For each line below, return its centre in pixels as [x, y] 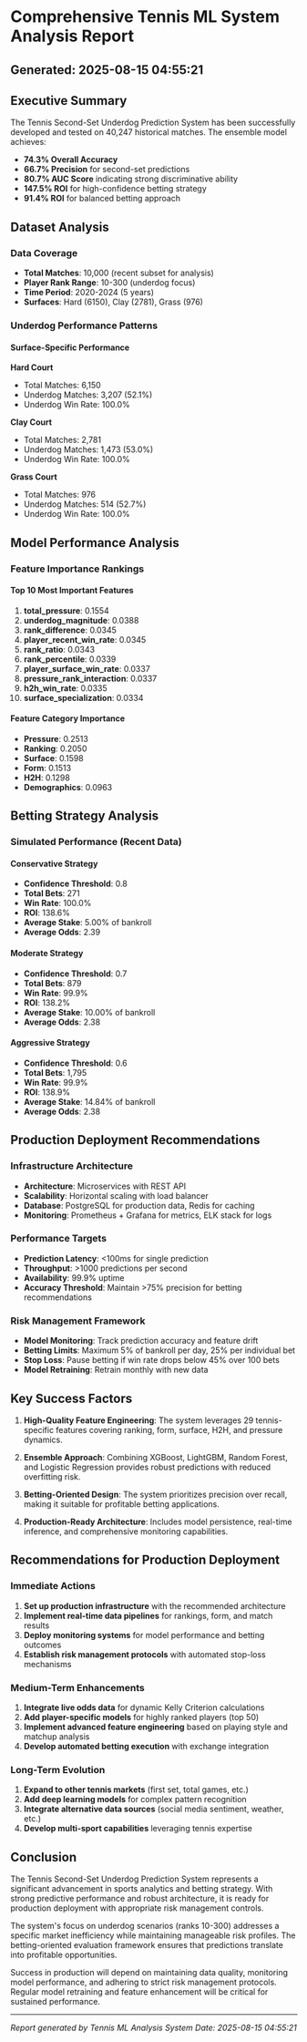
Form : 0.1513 [47, 768]
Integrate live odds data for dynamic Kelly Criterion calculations [144, 1707]
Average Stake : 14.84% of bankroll [89, 1101]
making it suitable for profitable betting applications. [121, 1504]
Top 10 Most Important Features [72, 591]
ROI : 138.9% [47, 1092]
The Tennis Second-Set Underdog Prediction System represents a [134, 1879]
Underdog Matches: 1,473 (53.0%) [88, 449]
